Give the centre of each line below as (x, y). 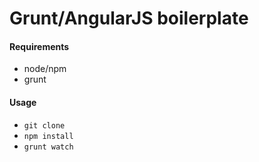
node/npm (45, 69)
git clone (44, 125)
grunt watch (48, 147)
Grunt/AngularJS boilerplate (129, 18)
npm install (48, 136)
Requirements (39, 46)
